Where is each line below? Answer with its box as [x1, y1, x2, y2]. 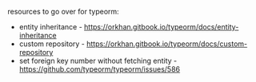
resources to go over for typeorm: [7, 7, 119, 16]
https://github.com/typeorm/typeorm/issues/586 [18, 64, 181, 74]
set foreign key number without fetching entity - [18, 56, 178, 65]
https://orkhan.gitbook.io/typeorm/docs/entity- [84, 22, 239, 31]
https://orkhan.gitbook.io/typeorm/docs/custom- [86, 39, 248, 49]
